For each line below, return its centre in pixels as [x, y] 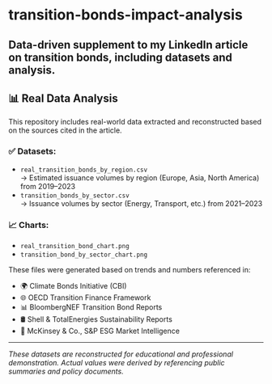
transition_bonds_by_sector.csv [74, 196]
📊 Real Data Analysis [64, 98]
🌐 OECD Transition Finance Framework [85, 297]
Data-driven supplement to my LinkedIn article [128, 45]
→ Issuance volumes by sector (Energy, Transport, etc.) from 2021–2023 [141, 203]
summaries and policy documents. [66, 371]
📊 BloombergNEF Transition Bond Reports [91, 307]
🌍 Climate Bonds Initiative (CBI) [73, 285]
